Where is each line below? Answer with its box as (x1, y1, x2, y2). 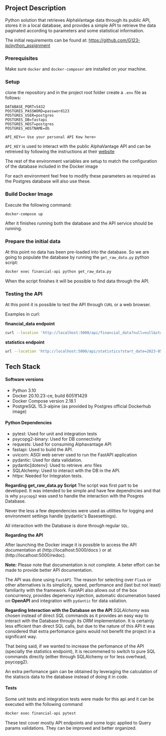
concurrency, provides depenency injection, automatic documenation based (5, 592, 161, 598)
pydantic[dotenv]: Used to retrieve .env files (12, 462, 102, 468)
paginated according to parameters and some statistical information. (5, 27, 145, 34)
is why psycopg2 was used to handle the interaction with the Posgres (5, 493, 144, 499)
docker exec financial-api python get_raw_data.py (5, 269, 112, 274)
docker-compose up (5, 211, 43, 217)
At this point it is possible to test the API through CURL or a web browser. (5, 302, 151, 308)
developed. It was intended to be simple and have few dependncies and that (5, 487, 161, 494)
